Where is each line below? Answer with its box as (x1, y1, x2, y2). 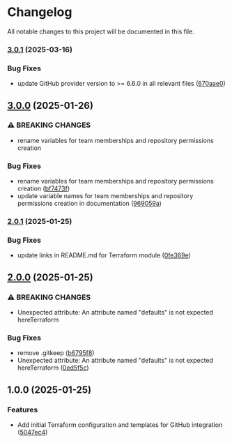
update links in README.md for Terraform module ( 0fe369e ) (17, 251, 192, 260)
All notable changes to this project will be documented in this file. (7, 27, 195, 36)
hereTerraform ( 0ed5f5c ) (17, 363, 89, 372)
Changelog (7, 4, 72, 20)
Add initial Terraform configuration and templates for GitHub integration (17, 421, 223, 429)
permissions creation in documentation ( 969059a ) (17, 200, 162, 208)
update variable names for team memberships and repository (17, 192, 194, 200)
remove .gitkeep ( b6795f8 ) (17, 349, 95, 357)
